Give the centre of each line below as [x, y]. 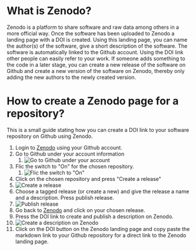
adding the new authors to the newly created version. [72, 77]
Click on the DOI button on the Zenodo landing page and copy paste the [102, 229]
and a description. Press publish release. [64, 197]
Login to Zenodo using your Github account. [69, 147]
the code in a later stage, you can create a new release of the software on [96, 65]
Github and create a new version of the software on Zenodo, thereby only [96, 71]
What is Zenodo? [49, 11]
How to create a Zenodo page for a [93, 101]
